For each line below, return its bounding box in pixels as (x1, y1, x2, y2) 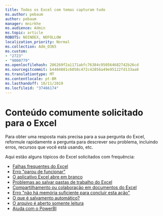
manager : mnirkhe (5, 21, 41, 26)
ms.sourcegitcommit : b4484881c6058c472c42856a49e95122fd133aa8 (5, 67, 139, 72)
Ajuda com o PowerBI (12, 206, 57, 212)
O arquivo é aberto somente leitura (12, 200, 84, 206)
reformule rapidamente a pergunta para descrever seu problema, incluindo (5, 139, 158, 145)
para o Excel (5, 117, 57, 129)
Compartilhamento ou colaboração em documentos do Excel (12, 184, 137, 191)
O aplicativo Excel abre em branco (12, 174, 83, 180)
